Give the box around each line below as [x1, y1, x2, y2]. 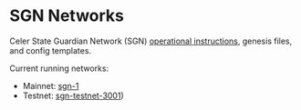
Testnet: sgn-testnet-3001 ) [22, 90, 125, 101]
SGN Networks [9, 5, 125, 26]
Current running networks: [9, 63, 109, 74]
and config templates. [9, 45, 92, 55]
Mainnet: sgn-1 [22, 80, 79, 91]
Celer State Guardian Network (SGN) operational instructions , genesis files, [9, 35, 293, 46]
